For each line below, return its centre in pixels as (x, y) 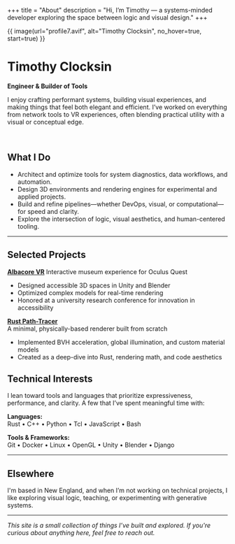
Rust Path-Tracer (33, 321)
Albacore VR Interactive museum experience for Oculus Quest (97, 271)
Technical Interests (50, 379)
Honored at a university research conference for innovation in (106, 300)
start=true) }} (26, 38)
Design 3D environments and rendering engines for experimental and (117, 189)
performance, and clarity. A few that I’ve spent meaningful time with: (106, 403)
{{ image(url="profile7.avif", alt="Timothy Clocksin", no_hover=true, (104, 31)
